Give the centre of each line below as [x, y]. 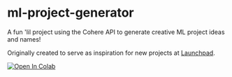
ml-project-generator [71, 13]
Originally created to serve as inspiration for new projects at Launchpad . [111, 53]
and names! [24, 39]
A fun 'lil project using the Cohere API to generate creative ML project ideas [116, 32]
